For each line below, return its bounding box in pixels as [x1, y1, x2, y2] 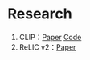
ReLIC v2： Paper [18, 42, 76, 52]
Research [7, 5, 73, 23]
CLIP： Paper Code [18, 32, 82, 42]
